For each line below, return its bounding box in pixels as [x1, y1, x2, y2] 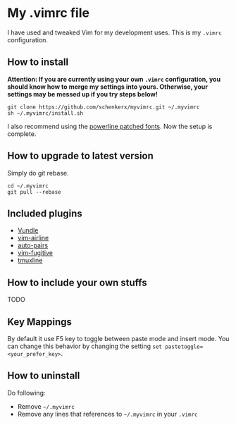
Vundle [17, 226, 39, 235]
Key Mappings [7, 316, 73, 328]
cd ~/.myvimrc [7, 182, 49, 190]
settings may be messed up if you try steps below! [7, 90, 159, 98]
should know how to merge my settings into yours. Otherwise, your [7, 82, 208, 91]
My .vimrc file [7, 5, 90, 21]
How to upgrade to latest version [7, 150, 154, 162]
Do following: [7, 388, 46, 397]
